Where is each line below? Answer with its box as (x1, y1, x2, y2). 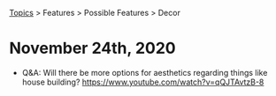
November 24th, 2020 (9, 39, 176, 58)
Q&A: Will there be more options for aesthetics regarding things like (21, 67, 268, 78)
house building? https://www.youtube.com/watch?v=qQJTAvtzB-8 (21, 77, 264, 87)
